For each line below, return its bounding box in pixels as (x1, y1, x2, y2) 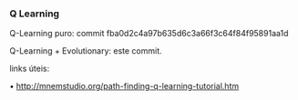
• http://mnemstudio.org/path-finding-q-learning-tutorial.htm (9, 81, 240, 92)
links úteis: (9, 63, 50, 75)
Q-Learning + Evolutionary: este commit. (9, 45, 162, 56)
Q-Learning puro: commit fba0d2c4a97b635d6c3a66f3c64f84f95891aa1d (9, 28, 289, 39)
